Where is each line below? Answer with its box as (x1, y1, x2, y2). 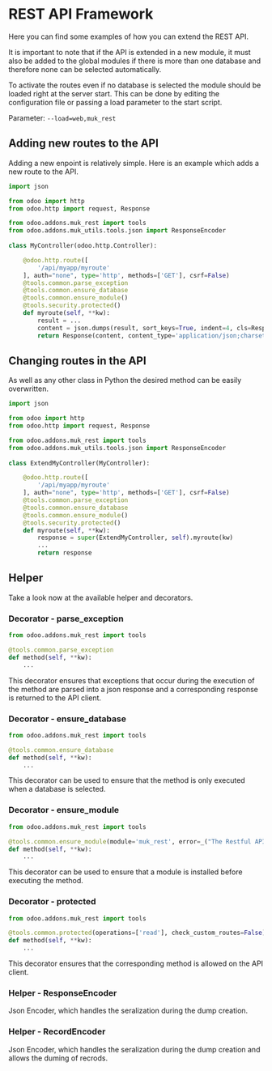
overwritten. (8, 384, 49, 393)
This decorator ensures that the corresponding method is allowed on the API (8, 958, 264, 968)
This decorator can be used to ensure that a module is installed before (8, 867, 243, 877)
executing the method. (8, 876, 83, 886)
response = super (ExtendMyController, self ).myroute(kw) (37, 533, 233, 542)
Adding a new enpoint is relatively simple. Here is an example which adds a (8, 158, 259, 168)
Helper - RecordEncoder (8, 1026, 106, 1037)
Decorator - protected (8, 896, 96, 907)
